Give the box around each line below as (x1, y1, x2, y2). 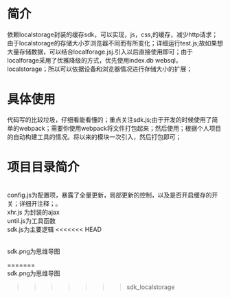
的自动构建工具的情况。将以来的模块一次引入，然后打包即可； (7, 132, 182, 141)
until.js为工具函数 (7, 216, 56, 224)
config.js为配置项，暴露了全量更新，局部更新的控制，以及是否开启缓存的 (7, 191, 212, 199)
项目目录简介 (7, 160, 80, 175)
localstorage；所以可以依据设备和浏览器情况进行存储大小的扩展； (7, 65, 193, 73)
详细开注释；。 (19, 199, 62, 207)
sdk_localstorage (126, 283, 175, 291)
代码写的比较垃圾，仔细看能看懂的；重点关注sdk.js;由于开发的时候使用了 (7, 115, 212, 124)
